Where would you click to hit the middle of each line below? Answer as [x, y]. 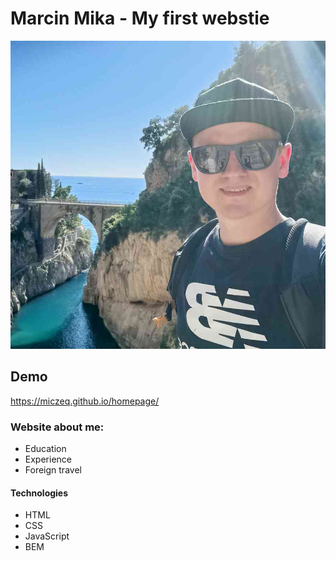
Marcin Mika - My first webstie [140, 18]
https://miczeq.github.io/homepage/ [85, 401]
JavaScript [47, 536]
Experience [48, 459]
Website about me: [57, 427]
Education [45, 449]
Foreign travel [53, 470]
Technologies [39, 493]
